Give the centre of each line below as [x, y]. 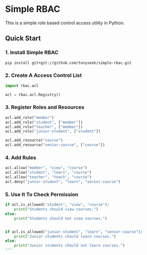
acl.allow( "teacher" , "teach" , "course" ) [49, 177]
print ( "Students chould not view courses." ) [61, 218]
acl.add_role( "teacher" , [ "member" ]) [44, 127]
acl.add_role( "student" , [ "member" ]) [44, 122]
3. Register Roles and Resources [45, 107]
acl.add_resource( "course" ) [34, 140]
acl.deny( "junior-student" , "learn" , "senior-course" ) [63, 182]
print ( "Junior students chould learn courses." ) [65, 236]
